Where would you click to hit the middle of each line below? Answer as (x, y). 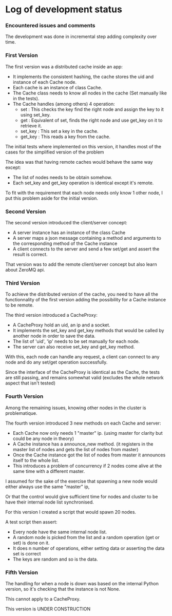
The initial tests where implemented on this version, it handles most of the (83, 146)
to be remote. (20, 305)
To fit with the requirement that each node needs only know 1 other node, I (84, 192)
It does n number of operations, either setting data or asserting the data (89, 548)
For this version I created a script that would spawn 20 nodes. (71, 512)
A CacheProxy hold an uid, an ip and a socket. (61, 325)
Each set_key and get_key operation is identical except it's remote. (83, 183)
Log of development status (64, 9)
